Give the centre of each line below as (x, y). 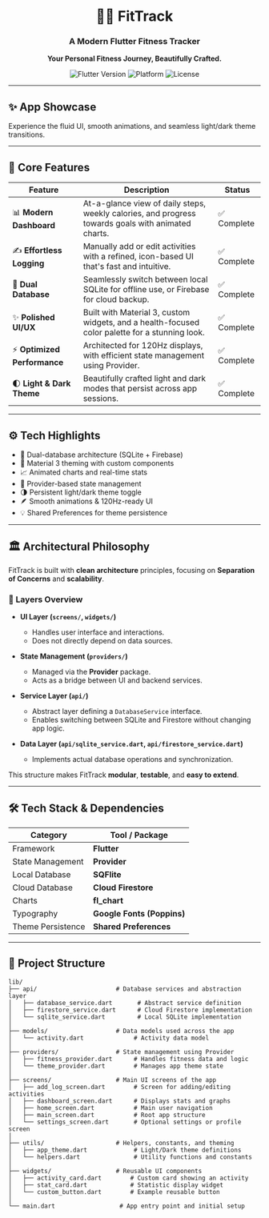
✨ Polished (34, 318)
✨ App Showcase (52, 107)
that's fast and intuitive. (127, 266)
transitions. (27, 134)
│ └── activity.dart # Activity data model (109, 1038)
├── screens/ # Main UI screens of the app (112, 1080)
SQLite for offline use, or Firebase (146, 290)
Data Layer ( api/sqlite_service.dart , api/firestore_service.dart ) (131, 744)
